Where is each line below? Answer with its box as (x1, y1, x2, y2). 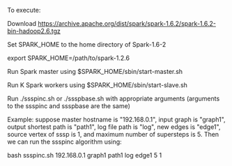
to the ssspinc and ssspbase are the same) (7, 102, 131, 110)
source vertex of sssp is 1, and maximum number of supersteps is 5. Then (7, 130, 219, 138)
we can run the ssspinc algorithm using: (7, 137, 122, 146)
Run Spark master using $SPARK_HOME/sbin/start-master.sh (7, 68, 183, 75)
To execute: (7, 6, 41, 14)
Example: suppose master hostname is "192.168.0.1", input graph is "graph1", (7, 115, 226, 123)
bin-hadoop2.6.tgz (7, 27, 61, 35)
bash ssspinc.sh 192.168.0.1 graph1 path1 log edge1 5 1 (7, 151, 162, 159)
